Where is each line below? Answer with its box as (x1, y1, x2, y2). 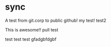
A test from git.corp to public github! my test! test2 (5, 17, 106, 23)
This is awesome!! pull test (5, 27, 58, 32)
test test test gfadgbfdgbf (5, 36, 57, 42)
